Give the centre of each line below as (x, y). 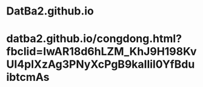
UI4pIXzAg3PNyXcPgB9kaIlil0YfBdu (101, 64)
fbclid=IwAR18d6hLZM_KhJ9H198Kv (101, 52)
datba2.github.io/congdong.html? (94, 39)
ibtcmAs (28, 77)
